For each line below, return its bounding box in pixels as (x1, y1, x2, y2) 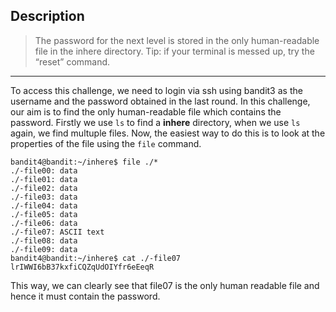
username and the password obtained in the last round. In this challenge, (10, 95, 311, 107)
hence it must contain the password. (10, 290, 161, 302)
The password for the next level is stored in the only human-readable (34, 34, 320, 46)
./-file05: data (10, 209, 78, 219)
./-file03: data (10, 192, 78, 202)
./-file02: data (10, 183, 78, 193)
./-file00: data (10, 165, 78, 176)
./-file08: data (10, 235, 78, 246)
